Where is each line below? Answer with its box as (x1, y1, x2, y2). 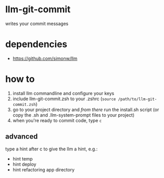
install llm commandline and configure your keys (12, 90, 115, 96)
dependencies (5, 38, 68, 50)
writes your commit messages (5, 20, 69, 27)
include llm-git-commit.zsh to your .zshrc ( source (12, 96, 116, 102)
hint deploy (12, 161, 37, 167)
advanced (5, 132, 38, 141)
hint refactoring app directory (12, 166, 75, 172)
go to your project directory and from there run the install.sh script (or (12, 106, 159, 113)
